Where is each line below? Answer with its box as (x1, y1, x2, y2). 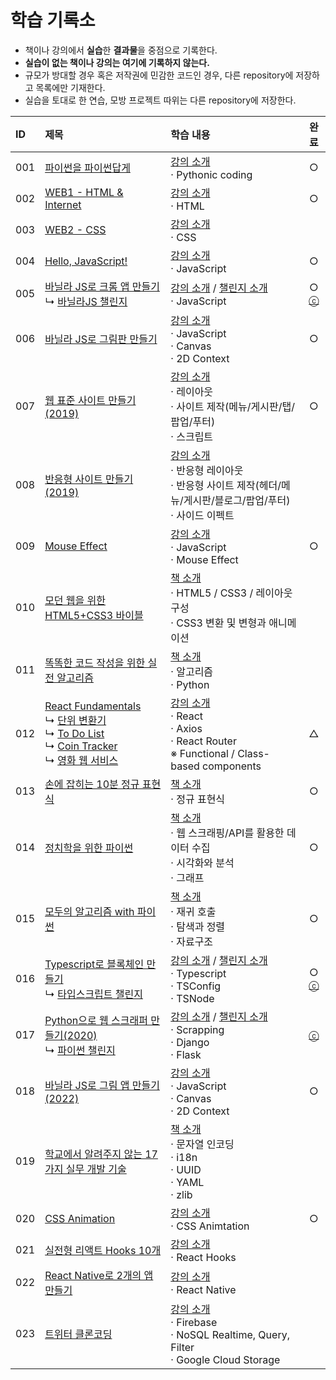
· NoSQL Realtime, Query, (170, 1327, 290, 1341)
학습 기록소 (10, 9, 96, 32)
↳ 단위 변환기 (44, 713, 107, 727)
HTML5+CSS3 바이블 (44, 608, 144, 622)
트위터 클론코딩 (44, 1327, 113, 1341)
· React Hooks (170, 1250, 237, 1264)
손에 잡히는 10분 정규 (44, 777, 140, 791)
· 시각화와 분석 (170, 856, 235, 870)
